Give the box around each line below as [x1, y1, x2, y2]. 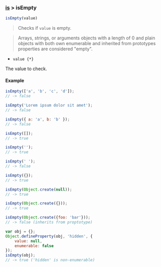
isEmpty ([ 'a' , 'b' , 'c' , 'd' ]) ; [5, 89, 74, 94]
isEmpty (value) [5, 16, 38, 21]
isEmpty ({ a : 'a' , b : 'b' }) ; [5, 117, 70, 122]
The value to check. [5, 66, 47, 72]
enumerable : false [14, 243, 54, 249]
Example [5, 77, 25, 84]
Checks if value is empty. [17, 25, 72, 31]
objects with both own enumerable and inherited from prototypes [17, 40, 156, 47]
